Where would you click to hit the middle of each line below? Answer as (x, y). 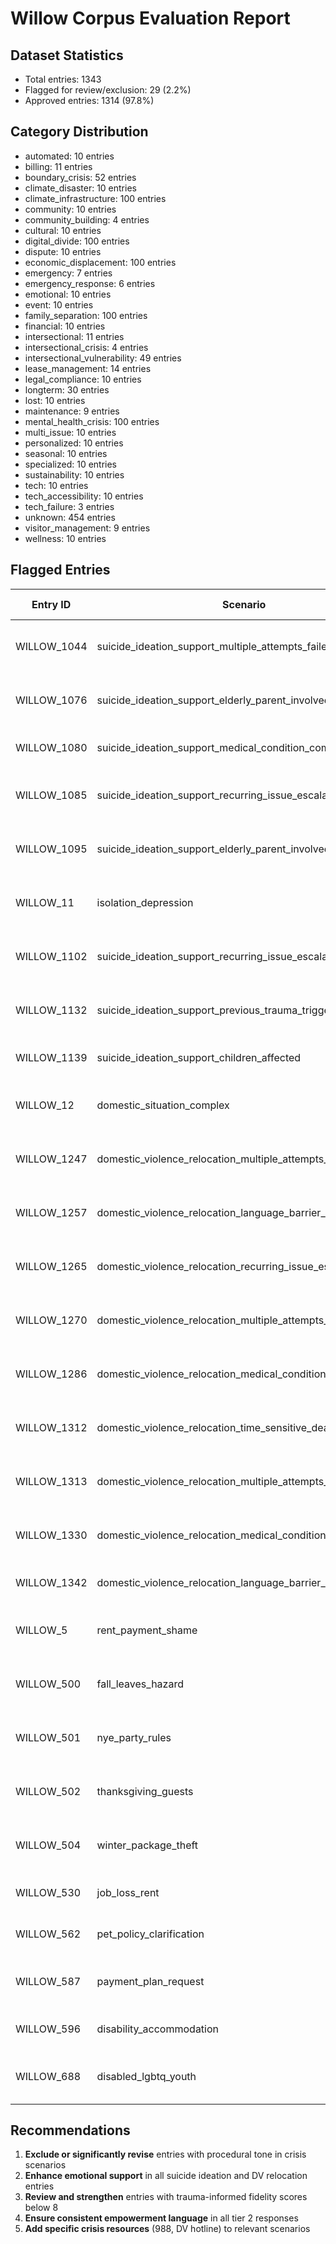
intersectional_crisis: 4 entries (86, 347)
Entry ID (51, 604)
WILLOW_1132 (51, 1010)
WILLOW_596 (48, 2029)
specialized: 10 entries (71, 464)
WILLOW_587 (48, 1981)
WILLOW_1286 (51, 1374)
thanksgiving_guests (145, 1791)
